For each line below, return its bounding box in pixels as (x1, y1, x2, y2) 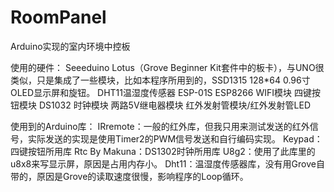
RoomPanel (10, 6, 107, 29)
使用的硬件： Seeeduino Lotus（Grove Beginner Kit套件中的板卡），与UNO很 (10, 61, 325, 73)
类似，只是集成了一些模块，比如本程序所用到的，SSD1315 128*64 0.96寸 (10, 74, 311, 86)
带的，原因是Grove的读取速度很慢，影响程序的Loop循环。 (10, 170, 249, 182)
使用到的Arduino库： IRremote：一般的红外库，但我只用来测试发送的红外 (10, 120, 310, 132)
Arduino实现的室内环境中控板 (10, 40, 131, 52)
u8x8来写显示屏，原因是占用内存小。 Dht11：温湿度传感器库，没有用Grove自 (10, 157, 325, 170)
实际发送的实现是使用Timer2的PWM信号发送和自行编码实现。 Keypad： (27, 132, 323, 145)
